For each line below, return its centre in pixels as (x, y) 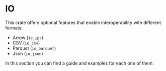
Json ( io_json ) (28, 53)
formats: (14, 27)
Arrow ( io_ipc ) (28, 37)
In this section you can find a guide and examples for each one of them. (80, 63)
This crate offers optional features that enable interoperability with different (83, 22)
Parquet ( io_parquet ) (34, 48)
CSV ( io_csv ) (26, 42)
